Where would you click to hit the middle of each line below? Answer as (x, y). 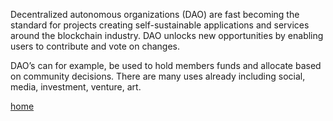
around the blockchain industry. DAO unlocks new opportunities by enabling (167, 35)
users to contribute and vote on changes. (95, 46)
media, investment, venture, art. (76, 87)
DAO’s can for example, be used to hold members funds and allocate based (166, 65)
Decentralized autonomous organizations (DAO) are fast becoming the (155, 14)
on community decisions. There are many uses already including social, (158, 76)
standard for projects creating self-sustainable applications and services (160, 25)
